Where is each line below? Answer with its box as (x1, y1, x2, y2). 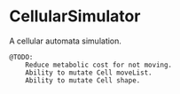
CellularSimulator (9, 6, 141, 27)
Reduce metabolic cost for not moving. (25, 60, 173, 69)
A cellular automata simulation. (9, 35, 122, 46)
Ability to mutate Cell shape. (25, 75, 141, 85)
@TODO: (9, 52, 34, 61)
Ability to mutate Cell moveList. (25, 68, 153, 77)
